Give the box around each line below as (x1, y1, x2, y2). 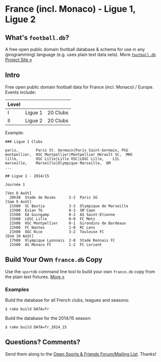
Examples (5, 286, 29, 293)
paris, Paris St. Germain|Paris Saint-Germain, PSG (5, 148, 129, 153)
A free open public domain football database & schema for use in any (5, 47, 145, 52)
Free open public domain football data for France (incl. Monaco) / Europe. (5, 84, 154, 90)
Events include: (5, 89, 36, 95)
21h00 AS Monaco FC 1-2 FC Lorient (9, 242, 102, 247)
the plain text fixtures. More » (5, 274, 65, 280)
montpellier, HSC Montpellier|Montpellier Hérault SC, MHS (5, 152, 133, 157)
